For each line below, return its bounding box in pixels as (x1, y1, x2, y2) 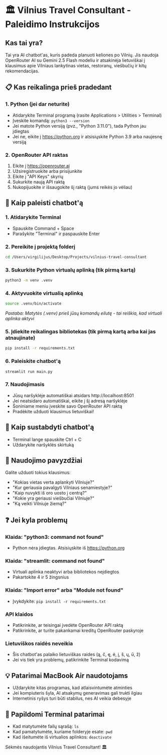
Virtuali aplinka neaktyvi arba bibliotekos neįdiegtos (12, 569, 119, 575)
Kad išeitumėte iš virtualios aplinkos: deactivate (12, 734, 112, 740)
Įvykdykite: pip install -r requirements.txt (12, 598, 106, 604)
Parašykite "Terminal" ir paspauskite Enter (12, 230, 100, 237)
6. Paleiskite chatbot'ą (5, 358, 61, 365)
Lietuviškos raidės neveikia (5, 640, 73, 647)
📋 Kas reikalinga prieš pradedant (5, 83, 112, 91)
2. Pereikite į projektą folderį (5, 243, 76, 250)
